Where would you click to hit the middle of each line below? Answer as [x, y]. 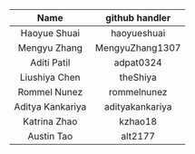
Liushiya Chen [50, 77]
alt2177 [138, 136]
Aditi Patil [50, 63]
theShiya [138, 77]
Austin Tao [50, 136]
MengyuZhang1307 [138, 48]
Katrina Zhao [50, 121]
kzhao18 [138, 121]
